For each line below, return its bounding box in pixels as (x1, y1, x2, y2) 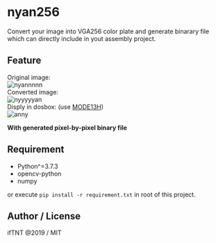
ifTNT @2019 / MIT (7, 228, 62, 237)
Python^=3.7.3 (17, 162, 58, 170)
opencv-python (17, 169, 62, 178)
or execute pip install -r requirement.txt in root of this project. (7, 190, 196, 199)
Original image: (7, 73, 51, 81)
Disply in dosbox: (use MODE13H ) (7, 102, 104, 111)
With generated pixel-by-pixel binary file (7, 123, 127, 132)
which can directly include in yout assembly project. (7, 34, 156, 42)
